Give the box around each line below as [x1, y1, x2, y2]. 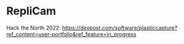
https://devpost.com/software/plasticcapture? [62, 24, 178, 31]
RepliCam [6, 4, 57, 18]
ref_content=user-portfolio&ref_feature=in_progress [6, 30, 136, 37]
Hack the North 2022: [6, 24, 61, 31]
